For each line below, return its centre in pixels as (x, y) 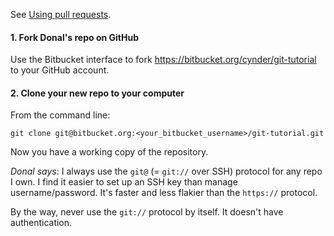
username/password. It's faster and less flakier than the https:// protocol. (164, 193)
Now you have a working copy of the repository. (109, 152)
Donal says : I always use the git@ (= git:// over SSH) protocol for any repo (166, 171)
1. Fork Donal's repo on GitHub (74, 37)
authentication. (41, 223)
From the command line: (60, 115)
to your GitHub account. (60, 70)
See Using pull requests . (61, 14)
